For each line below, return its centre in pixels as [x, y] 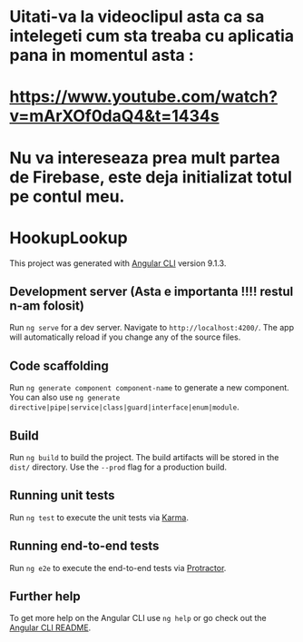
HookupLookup [69, 237]
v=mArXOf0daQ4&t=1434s [114, 116]
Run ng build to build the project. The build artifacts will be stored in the [144, 457]
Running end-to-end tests [84, 546]
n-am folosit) [47, 306]
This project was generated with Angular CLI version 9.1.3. [118, 263]
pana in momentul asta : [102, 55]
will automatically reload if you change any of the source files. [125, 337]
